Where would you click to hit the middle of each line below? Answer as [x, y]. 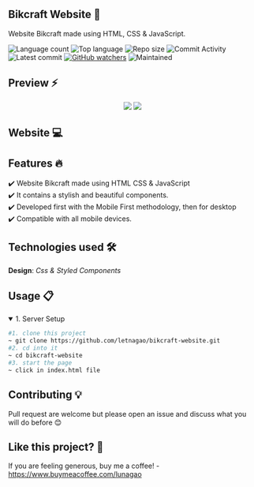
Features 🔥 [35, 164]
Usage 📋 [31, 296]
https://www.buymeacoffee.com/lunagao [75, 474]
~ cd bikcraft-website [45, 356]
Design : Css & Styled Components [65, 270]
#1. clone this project [47, 333]
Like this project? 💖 [56, 447]
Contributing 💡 [45, 395]
